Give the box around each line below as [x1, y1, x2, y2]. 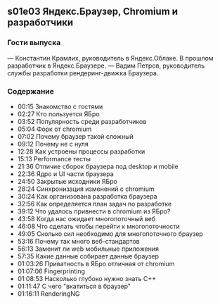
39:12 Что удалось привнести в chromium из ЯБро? [17, 207, 171, 216]
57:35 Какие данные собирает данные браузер [17, 251, 160, 260]
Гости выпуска [7, 38, 61, 48]
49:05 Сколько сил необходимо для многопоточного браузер [17, 229, 204, 238]
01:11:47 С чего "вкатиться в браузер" [17, 282, 131, 290]
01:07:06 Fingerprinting [17, 267, 86, 275]
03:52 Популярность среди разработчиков [17, 117, 147, 125]
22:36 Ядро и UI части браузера [17, 169, 114, 178]
